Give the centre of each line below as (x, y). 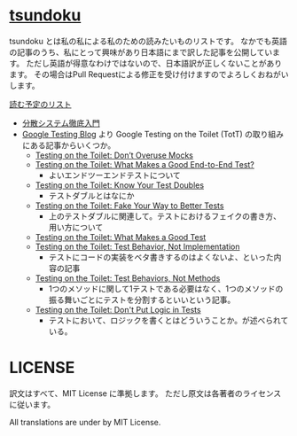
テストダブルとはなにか (91, 195)
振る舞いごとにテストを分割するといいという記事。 (142, 300)
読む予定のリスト (40, 104)
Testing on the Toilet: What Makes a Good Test (121, 237)
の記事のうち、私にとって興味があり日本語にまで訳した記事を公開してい (141, 52)
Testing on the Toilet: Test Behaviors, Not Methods (128, 278)
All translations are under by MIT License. (85, 422)
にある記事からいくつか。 (69, 145)
